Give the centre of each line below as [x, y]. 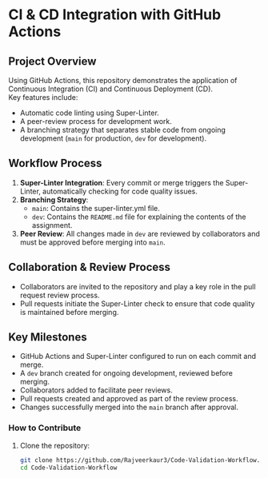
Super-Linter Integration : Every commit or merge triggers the [122, 182]
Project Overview [52, 61]
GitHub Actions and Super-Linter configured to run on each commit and [138, 357]
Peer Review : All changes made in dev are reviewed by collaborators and [140, 233]
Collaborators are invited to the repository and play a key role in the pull [138, 286]
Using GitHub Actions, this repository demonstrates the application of [123, 80]
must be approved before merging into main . [92, 242]
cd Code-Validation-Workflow [68, 468]
